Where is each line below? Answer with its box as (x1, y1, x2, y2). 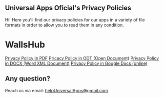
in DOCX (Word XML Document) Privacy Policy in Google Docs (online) (5, 60, 148, 66)
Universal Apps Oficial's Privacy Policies (5, 4, 132, 12)
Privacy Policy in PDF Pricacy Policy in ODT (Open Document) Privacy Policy (5, 55, 159, 61)
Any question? (5, 75, 50, 83)
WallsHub (5, 39, 45, 50)
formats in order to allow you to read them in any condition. (5, 22, 124, 28)
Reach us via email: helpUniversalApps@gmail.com (5, 87, 108, 93)
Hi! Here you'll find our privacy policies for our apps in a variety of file (5, 17, 145, 22)
